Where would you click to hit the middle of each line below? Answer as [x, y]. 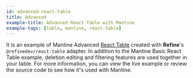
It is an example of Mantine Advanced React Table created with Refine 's [95, 45]
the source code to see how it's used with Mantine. [69, 70]
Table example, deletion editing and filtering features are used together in [96, 57]
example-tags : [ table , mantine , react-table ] [64, 28]
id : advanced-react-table [38, 12]
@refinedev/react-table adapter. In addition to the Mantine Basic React [94, 51]
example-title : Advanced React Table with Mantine [71, 22]
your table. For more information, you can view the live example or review [96, 64]
